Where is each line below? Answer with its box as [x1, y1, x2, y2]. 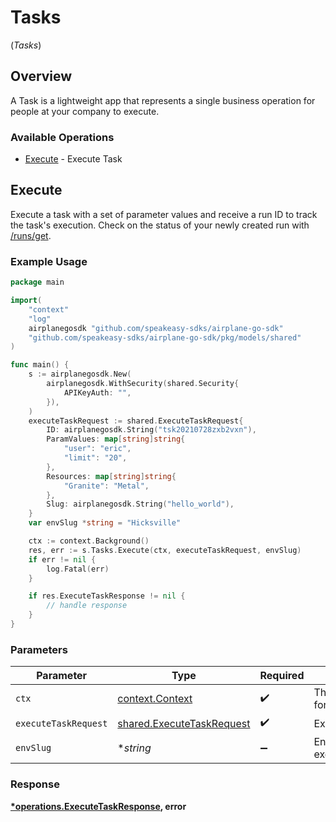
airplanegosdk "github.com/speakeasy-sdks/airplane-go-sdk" [28, 323, 284, 333]
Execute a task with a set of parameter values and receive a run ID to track [10, 208, 318, 220]
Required [259, 669, 305, 683]
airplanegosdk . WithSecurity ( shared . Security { [46, 379, 240, 389]
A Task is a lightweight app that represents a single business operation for [10, 94, 316, 106]
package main [10, 277, 65, 288]
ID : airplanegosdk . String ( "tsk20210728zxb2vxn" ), [46, 425, 257, 435]
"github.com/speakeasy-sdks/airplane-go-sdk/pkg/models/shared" [28, 332, 302, 343]
